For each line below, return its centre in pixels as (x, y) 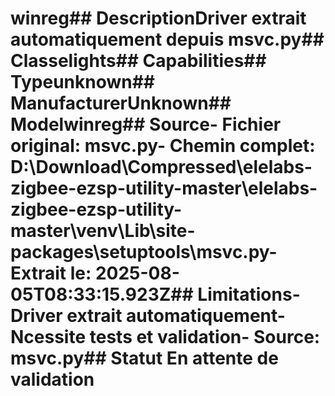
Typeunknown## (83, 82)
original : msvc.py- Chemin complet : (163, 146)
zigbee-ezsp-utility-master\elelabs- (164, 188)
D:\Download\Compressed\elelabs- (161, 167)
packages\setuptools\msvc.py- (144, 252)
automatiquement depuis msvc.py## (167, 39)
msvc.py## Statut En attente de (144, 358)
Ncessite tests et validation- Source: (165, 337)
